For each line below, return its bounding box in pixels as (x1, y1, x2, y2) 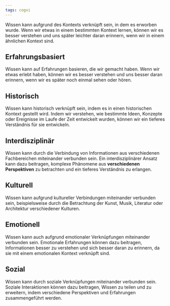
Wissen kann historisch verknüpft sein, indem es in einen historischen (5, 105, 152, 111)
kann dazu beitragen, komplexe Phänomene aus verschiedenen (5, 161, 140, 167)
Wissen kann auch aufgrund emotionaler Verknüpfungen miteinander (5, 233, 150, 240)
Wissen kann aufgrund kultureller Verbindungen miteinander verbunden (5, 195, 156, 201)
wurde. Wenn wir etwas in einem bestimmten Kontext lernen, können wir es (5, 27, 164, 33)
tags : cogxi (5, 7, 31, 13)
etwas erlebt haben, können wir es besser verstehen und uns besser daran (5, 72, 163, 78)
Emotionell (5, 220, 40, 229)
